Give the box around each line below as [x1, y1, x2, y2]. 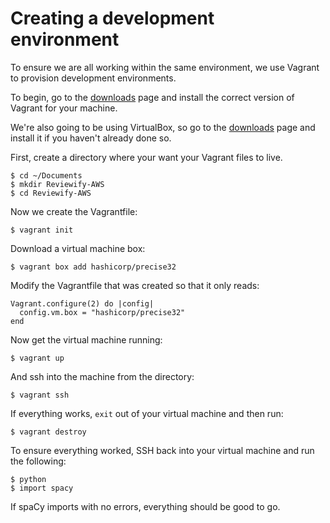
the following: [10, 455, 67, 467]
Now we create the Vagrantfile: [10, 205, 138, 217]
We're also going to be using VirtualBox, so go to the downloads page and [10, 121, 316, 133]
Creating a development [10, 7, 215, 30]
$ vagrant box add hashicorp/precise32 [10, 262, 177, 272]
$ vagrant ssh [10, 390, 70, 400]
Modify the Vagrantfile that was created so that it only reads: [10, 279, 260, 291]
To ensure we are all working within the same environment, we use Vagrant [10, 61, 320, 73]
